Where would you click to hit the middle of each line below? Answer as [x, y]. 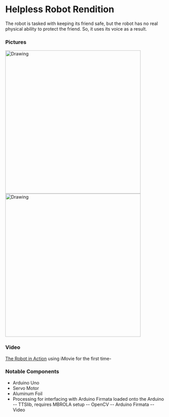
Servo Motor [26, 388]
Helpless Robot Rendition [60, 9]
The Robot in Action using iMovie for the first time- [59, 358]
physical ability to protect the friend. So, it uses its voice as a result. [76, 29]
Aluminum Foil [27, 394]
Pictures [16, 42]
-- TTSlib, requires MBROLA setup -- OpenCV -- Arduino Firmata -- [83, 404]
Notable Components [32, 372]
